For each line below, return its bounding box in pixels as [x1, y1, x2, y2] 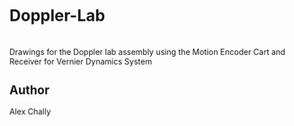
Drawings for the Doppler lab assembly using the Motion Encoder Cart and [9, 47, 286, 58]
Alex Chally [9, 106, 51, 117]
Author [9, 82, 49, 97]
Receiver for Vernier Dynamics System [9, 56, 153, 67]
